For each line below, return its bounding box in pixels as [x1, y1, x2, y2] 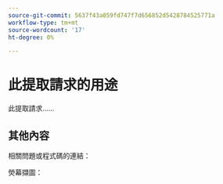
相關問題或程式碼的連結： [8, 151, 91, 161]
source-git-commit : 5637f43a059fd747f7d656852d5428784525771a [8, 11, 215, 20]
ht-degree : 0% [8, 33, 55, 41]
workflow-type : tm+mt [8, 19, 79, 27]
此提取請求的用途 [8, 76, 119, 94]
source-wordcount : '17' [8, 26, 86, 34]
